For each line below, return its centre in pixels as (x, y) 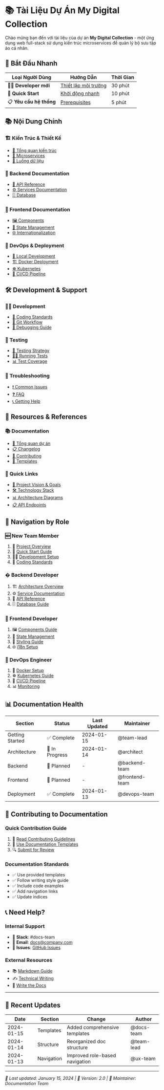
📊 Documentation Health (44, 704)
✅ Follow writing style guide (40, 880)
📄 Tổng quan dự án (31, 443)
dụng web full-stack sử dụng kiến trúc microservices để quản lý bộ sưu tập (81, 43)
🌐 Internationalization (34, 233)
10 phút (121, 93)
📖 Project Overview (31, 546)
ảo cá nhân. (17, 48)
